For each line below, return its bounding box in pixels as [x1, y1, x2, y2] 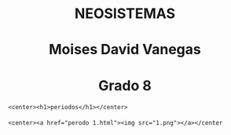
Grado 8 [98, 76, 152, 94]
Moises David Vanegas [49, 41, 201, 59]
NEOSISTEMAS [74, 5, 176, 23]
